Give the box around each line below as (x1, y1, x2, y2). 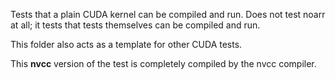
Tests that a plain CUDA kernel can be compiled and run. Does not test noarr (10, 9, 326, 20)
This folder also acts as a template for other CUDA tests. (10, 39, 243, 50)
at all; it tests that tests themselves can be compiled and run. (10, 19, 261, 31)
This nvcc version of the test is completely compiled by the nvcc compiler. (10, 58, 317, 69)
